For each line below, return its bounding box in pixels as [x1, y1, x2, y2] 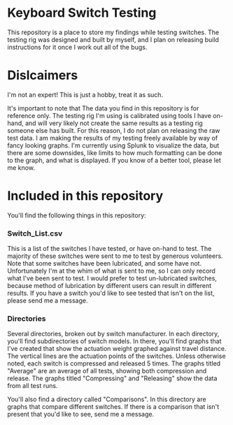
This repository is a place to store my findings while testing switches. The [7, 28, 219, 36]
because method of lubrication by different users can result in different [7, 282, 212, 290]
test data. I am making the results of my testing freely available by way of [7, 134, 218, 142]
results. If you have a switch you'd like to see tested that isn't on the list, [7, 289, 215, 298]
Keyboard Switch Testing [7, 5, 157, 21]
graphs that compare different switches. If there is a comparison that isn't [7, 403, 220, 411]
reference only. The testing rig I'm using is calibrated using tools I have [7, 111, 212, 120]
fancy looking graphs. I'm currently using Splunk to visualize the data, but [7, 141, 220, 150]
